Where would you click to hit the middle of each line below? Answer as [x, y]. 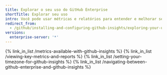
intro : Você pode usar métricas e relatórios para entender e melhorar [81, 19]
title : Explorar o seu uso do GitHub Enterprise [56, 10]
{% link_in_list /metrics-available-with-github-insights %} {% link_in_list [79, 51]
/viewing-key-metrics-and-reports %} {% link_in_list [59, 56]
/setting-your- [127, 56]
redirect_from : [21, 23]
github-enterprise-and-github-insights [44, 67]
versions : [15, 33]
